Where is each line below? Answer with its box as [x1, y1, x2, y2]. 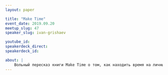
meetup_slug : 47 [5, 25, 39, 30]
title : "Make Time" [5, 16, 46, 21]
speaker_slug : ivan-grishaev [5, 30, 66, 35]
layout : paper [5, 7, 35, 12]
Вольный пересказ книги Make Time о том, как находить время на [14, 62, 151, 67]
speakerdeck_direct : [5, 44, 48, 49]
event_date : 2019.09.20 [5, 21, 55, 26]
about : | [5, 57, 23, 62]
